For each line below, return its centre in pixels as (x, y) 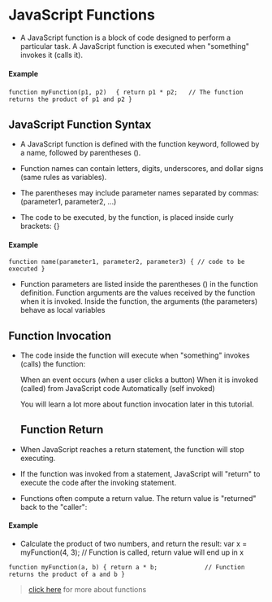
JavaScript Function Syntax (80, 124)
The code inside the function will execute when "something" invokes (135, 355)
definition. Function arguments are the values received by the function (138, 293)
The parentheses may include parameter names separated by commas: (140, 192)
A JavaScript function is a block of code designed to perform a (125, 37)
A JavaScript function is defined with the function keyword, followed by (140, 143)
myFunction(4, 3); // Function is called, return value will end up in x (132, 552)
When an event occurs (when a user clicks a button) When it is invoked (139, 380)
